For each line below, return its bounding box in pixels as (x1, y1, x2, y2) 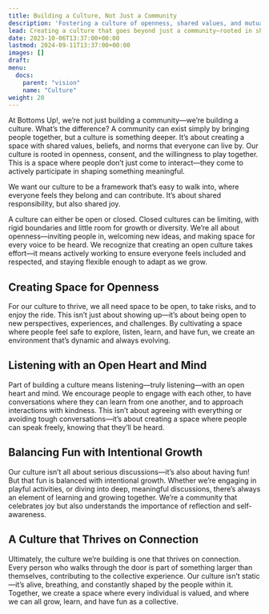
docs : (15, 71, 34, 79)
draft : (8, 57, 30, 65)
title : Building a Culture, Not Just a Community (8, 11, 178, 20)
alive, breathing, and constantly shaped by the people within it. (26, 580, 234, 589)
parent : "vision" (22, 78, 81, 86)
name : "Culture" (22, 86, 78, 94)
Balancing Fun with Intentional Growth (8, 446, 203, 459)
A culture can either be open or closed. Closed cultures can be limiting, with (8, 215, 259, 224)
